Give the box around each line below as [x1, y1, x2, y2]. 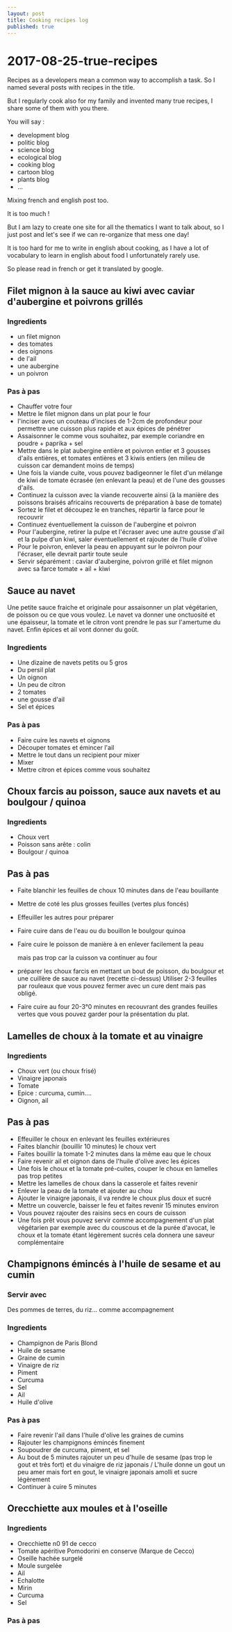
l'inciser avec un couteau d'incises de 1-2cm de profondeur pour [17, 417, 203, 426]
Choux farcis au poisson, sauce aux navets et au [7, 785, 221, 797]
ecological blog [17, 153, 62, 162]
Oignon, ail [17, 1096, 49, 1104]
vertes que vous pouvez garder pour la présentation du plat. [17, 1010, 190, 1018]
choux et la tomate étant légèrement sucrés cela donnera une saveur [17, 1231, 215, 1239]
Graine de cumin [17, 1354, 65, 1362]
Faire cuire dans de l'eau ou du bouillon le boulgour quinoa [17, 926, 186, 935]
